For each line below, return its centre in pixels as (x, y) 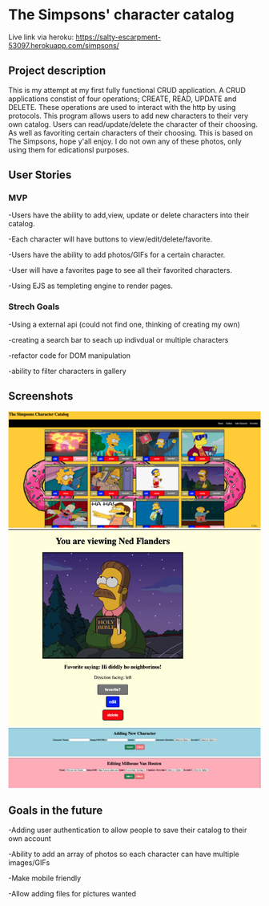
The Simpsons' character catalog (121, 15)
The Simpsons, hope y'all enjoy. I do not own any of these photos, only (125, 141)
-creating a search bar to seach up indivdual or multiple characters (118, 339)
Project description (57, 71)
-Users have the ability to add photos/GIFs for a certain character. (117, 255)
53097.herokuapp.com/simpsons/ (64, 45)
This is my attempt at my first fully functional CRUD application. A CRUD (127, 90)
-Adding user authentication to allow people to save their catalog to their (128, 830)
